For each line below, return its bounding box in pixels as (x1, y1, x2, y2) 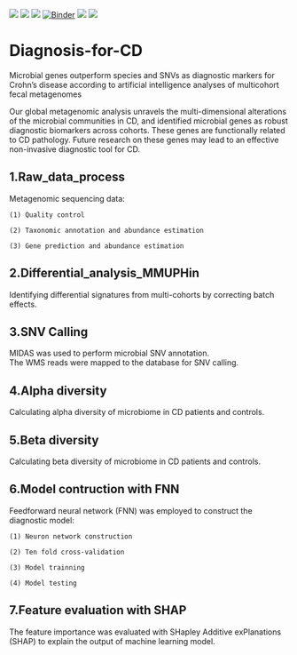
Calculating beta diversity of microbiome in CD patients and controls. (9, 456, 262, 467)
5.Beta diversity (9, 432, 99, 448)
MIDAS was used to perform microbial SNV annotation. (9, 347, 210, 359)
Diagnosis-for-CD (9, 41, 144, 61)
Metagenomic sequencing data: (9, 193, 126, 204)
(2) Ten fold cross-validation (9, 547, 125, 556)
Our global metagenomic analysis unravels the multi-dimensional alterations (9, 106, 286, 116)
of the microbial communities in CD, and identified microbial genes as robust (9, 116, 288, 126)
